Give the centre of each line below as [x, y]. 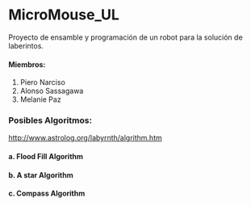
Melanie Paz [41, 99]
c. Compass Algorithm [47, 193]
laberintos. [26, 45]
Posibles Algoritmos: [50, 120]
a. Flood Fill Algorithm [46, 157]
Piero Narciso [43, 82]
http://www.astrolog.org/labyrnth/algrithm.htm [86, 138]
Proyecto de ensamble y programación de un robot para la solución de [126, 37]
